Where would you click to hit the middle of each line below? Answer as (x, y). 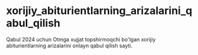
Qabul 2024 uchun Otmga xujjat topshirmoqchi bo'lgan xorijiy (81, 39)
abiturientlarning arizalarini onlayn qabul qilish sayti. (69, 46)
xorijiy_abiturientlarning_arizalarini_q (99, 11)
